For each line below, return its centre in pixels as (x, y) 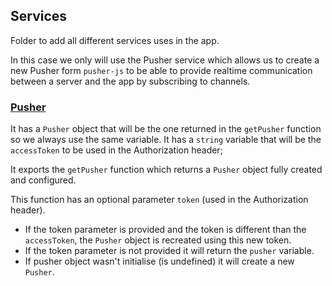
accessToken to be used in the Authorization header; (116, 150)
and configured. (43, 180)
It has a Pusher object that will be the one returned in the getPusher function (166, 129)
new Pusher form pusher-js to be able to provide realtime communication (161, 70)
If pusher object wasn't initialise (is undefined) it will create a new (159, 261)
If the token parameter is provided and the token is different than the (165, 230)
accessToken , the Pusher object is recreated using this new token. (158, 240)
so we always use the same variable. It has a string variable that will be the (166, 140)
